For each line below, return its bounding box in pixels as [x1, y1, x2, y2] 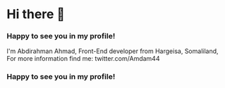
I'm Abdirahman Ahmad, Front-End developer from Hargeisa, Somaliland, [6, 47, 219, 55]
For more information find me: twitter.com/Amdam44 [6, 54, 160, 63]
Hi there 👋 [6, 6, 65, 22]
